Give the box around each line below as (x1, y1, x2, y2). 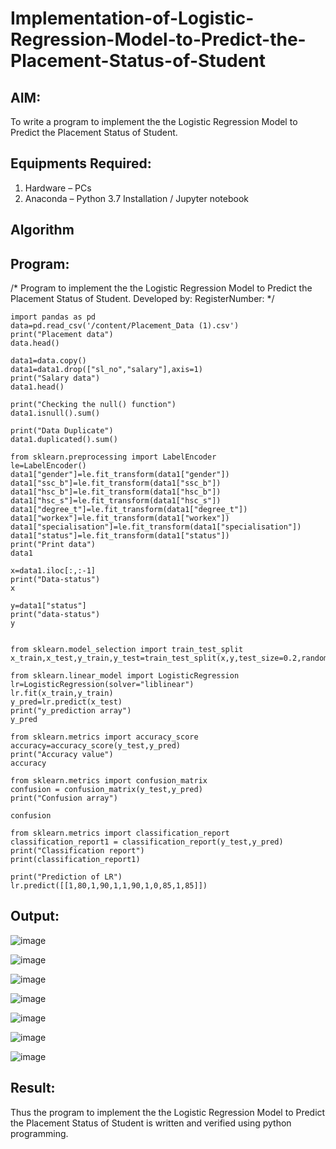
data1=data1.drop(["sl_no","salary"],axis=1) (10, 365, 203, 375)
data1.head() (10, 382, 65, 392)
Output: (10, 908, 60, 925)
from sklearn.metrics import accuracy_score (10, 732, 199, 742)
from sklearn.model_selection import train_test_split (10, 645, 244, 655)
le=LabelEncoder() (10, 461, 87, 471)
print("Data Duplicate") (10, 426, 114, 436)
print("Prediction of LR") (10, 872, 123, 882)
